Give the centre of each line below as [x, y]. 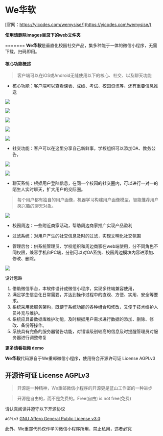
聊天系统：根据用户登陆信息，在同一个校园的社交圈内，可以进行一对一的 [85, 183]
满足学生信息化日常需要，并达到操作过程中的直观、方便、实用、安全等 [83, 295]
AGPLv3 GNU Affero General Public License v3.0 [53, 418]
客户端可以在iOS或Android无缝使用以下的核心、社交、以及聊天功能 [84, 75]
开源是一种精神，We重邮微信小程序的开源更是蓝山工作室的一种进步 [85, 388]
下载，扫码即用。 [22, 51]
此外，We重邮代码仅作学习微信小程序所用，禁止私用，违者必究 [69, 429]
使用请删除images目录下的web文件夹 [43, 35]
